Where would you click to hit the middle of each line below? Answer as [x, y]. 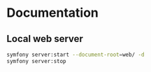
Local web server [45, 39]
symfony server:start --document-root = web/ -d [75, 55]
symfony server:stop [37, 61]
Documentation [53, 13]
